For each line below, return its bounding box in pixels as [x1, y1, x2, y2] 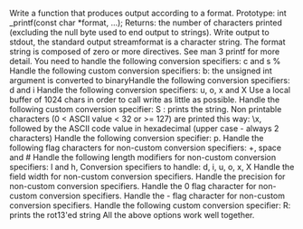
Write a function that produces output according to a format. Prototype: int [9, 8, 287, 18]
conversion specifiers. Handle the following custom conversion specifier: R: [9, 200, 291, 211]
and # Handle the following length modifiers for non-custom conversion [9, 152, 277, 162]
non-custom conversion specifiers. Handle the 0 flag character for [9, 181, 257, 191]
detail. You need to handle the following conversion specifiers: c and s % [9, 56, 281, 66]
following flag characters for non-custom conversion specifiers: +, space [9, 142, 282, 153]
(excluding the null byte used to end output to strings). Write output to [9, 27, 270, 37]
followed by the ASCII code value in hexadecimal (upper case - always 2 [9, 123, 279, 134]
